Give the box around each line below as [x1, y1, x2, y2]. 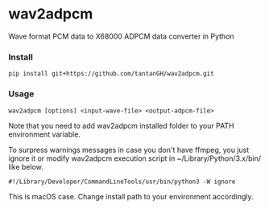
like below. [8, 162, 43, 171]
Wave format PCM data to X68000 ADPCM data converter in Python [8, 31, 235, 41]
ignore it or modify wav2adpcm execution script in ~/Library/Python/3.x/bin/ [8, 154, 262, 163]
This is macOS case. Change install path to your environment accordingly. [8, 191, 254, 201]
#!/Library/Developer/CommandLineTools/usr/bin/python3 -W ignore [8, 178, 236, 186]
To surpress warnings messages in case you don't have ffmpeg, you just [8, 145, 250, 154]
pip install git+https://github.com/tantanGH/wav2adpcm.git [8, 70, 215, 78]
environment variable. [8, 129, 81, 139]
